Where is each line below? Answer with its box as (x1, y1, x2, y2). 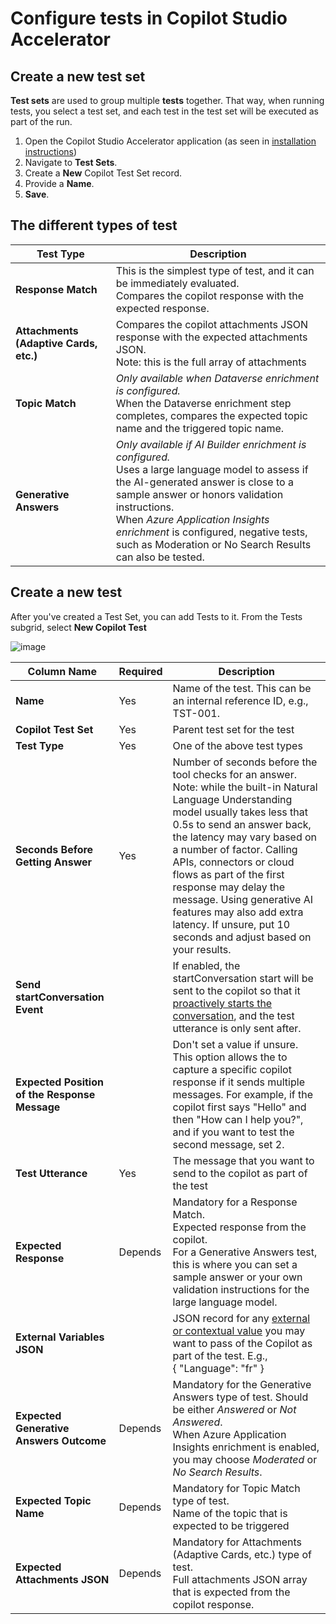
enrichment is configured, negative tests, (115, 525, 308, 539)
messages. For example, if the (172, 1087, 314, 1101)
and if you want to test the (172, 1125, 295, 1139)
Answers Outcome (15, 1433, 107, 1447)
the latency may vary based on (172, 830, 318, 844)
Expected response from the (172, 1220, 307, 1234)
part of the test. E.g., (172, 1348, 268, 1362)
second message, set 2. (172, 1137, 285, 1151)
